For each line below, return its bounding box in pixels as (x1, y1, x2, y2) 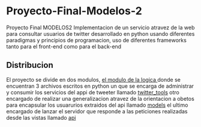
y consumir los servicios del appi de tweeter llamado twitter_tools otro (6, 88, 180, 96)
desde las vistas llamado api (6, 114, 76, 121)
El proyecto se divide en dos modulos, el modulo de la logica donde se (6, 76, 181, 83)
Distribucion (6, 60, 53, 70)
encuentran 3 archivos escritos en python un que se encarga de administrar (6, 82, 194, 89)
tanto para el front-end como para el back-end (6, 43, 122, 50)
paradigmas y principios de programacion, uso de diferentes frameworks (6, 36, 187, 44)
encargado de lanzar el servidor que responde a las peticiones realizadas (6, 107, 188, 114)
